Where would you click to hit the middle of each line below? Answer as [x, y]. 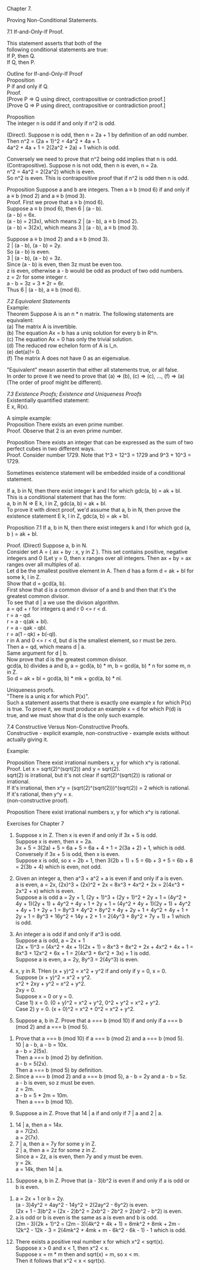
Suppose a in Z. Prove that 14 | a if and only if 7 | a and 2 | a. [89, 1113]
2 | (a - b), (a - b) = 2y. [34, 245]
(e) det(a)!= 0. [24, 352]
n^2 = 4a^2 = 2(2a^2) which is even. [51, 172]
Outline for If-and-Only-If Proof [45, 74]
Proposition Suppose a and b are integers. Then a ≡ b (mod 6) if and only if [98, 189]
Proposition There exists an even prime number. [65, 424]
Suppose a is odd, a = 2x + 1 [50, 940]
